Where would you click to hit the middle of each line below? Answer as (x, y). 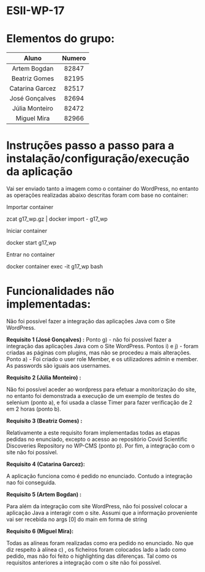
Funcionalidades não (60, 291)
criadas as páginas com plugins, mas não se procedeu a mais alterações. (99, 353)
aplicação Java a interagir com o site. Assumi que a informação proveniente (102, 513)
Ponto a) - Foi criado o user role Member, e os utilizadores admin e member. (102, 359)
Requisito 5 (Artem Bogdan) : (44, 494)
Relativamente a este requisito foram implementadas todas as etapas (93, 433)
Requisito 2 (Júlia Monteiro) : (44, 377)
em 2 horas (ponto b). (34, 409)
